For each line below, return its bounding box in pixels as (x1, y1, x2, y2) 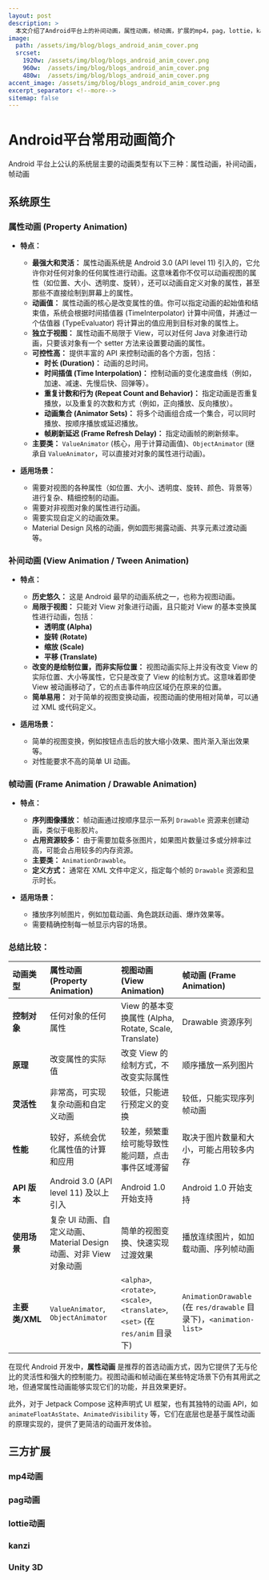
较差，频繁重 (121, 1125, 170, 1137)
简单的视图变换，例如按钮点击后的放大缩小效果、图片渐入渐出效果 (31, 737, 250, 746)
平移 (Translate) (43, 652, 98, 662)
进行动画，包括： (38, 612, 96, 622)
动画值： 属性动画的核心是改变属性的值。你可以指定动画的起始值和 (31, 298, 252, 308)
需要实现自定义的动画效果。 (31, 512, 124, 522)
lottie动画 (8, 1517, 46, 1529)
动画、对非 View (49, 1248, 111, 1260)
